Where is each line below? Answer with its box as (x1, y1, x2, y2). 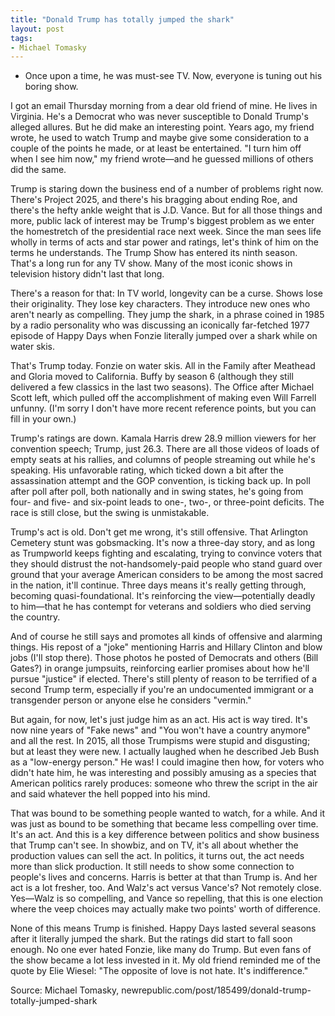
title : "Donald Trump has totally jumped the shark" (10, 14, 235, 25)
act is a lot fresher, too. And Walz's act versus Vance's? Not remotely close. (10, 882, 322, 894)
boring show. (24, 81, 79, 93)
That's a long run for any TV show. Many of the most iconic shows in (10, 257, 293, 270)
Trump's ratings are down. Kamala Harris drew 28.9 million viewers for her (10, 432, 317, 445)
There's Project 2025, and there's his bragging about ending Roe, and (10, 194, 298, 206)
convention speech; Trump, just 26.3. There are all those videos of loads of (10, 443, 320, 455)
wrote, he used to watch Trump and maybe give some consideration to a (10, 132, 310, 144)
